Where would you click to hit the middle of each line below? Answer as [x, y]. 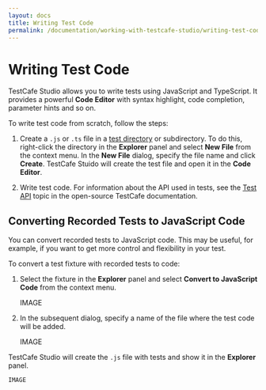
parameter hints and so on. [52, 108]
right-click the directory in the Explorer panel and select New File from [135, 147]
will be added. [42, 327]
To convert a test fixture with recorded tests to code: [94, 264]
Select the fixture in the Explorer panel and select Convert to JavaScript [139, 279]
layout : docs [30, 15]
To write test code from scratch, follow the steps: [88, 123]
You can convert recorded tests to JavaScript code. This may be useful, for [131, 240]
